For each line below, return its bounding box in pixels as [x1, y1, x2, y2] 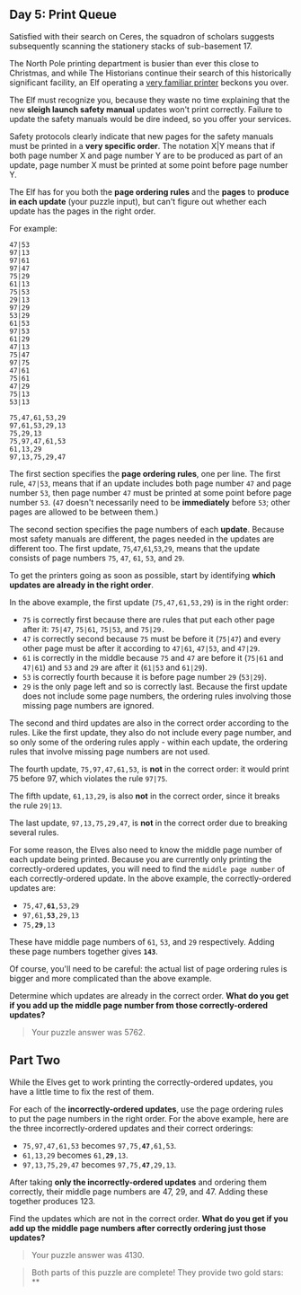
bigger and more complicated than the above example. [9, 973, 212, 983]
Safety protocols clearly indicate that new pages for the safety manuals [9, 130, 274, 142]
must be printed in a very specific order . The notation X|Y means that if [9, 140, 276, 151]
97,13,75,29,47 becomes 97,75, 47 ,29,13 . [22, 1158, 177, 1170]
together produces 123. [9, 1195, 96, 1206]
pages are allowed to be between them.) [9, 507, 159, 517]
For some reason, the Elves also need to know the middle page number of [9, 844, 283, 855]
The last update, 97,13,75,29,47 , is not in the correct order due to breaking [9, 817, 288, 828]
